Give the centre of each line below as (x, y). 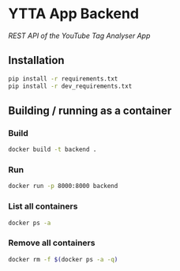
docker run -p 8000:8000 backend (63, 186)
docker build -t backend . (52, 150)
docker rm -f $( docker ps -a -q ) (63, 259)
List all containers (43, 206)
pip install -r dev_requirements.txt (70, 86)
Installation (36, 60)
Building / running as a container (90, 110)
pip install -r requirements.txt (63, 79)
